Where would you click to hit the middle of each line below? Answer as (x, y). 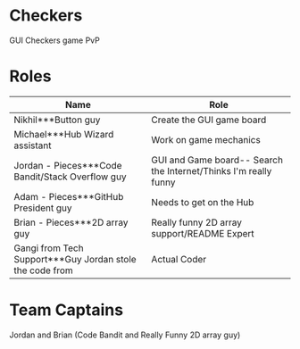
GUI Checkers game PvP (54, 40)
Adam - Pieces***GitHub (69, 196)
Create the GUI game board (209, 120)
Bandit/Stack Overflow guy (70, 177)
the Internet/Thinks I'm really (212, 170)
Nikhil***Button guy (57, 120)
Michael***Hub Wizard (64, 134)
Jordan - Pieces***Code (68, 165)
